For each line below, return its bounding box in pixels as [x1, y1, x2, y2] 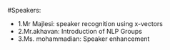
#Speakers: [7, 6, 41, 14]
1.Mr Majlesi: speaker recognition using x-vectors [17, 20, 163, 27]
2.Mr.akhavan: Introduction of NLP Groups [17, 27, 143, 35]
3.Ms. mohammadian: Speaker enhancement [17, 35, 150, 43]
